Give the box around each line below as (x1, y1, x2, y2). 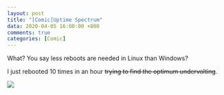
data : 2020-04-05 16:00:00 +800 (7, 23, 100, 29)
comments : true (7, 29, 51, 36)
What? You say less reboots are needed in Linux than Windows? (7, 54, 189, 62)
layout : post (7, 10, 45, 17)
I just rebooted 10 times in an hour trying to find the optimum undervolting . (7, 68, 218, 76)
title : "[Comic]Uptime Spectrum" (7, 16, 103, 23)
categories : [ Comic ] (7, 36, 67, 42)
